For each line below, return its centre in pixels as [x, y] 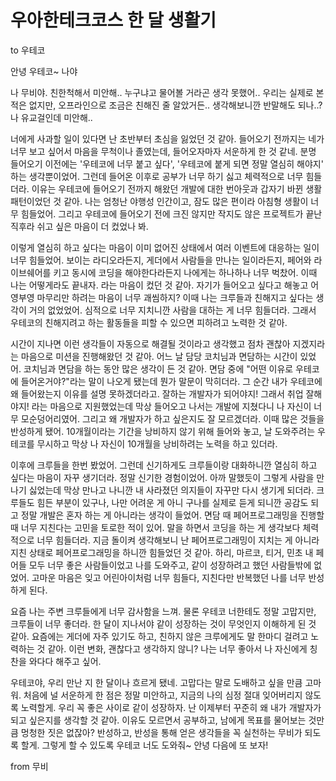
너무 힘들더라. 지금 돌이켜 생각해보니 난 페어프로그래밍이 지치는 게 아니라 [178, 540]
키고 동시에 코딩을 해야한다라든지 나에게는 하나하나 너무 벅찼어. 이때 [185, 272]
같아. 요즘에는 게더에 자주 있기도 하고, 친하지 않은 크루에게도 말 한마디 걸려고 [159, 636]
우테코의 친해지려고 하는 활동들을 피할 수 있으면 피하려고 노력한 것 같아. [149, 322]
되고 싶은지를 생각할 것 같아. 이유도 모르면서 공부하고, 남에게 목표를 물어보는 [158, 720]
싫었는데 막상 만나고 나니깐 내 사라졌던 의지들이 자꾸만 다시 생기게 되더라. [171, 490]
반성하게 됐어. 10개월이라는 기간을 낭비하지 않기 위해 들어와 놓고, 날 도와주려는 [163, 431]
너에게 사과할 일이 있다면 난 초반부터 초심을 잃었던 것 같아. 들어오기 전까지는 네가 [167, 138]
